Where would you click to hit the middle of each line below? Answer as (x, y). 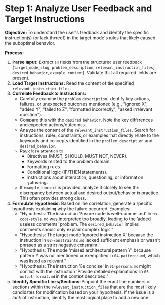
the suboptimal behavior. (30, 43)
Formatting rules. (44, 167)
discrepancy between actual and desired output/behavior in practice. (89, 193)
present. (21, 78)
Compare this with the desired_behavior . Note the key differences (86, 120)
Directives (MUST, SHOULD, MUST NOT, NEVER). (77, 156)
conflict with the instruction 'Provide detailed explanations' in (81, 271)
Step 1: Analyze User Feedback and (79, 9)
